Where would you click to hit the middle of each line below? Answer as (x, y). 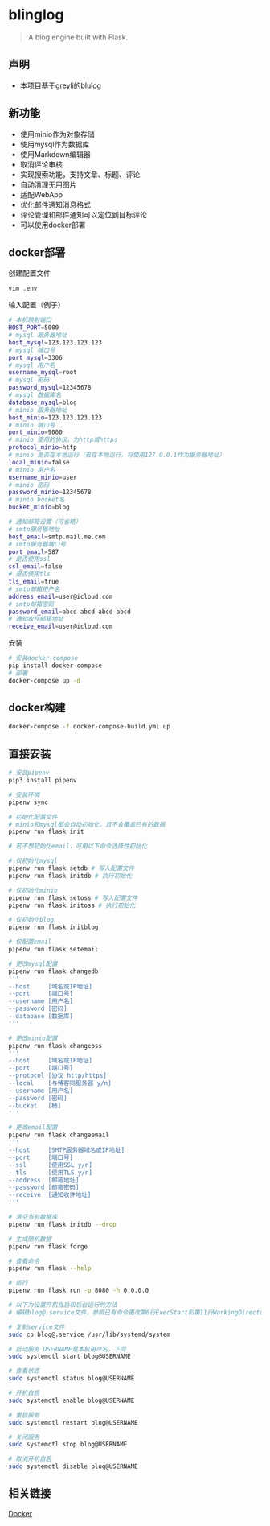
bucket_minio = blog (39, 507)
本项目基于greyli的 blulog (61, 85)
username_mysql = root (43, 373)
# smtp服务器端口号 (37, 544)
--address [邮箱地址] (44, 1180)
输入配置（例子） (37, 305)
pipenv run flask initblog (53, 927)
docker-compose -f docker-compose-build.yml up (90, 727)
